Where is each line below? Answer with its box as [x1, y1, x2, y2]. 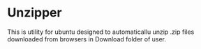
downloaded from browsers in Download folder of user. [7, 35, 166, 43]
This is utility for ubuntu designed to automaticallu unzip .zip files [7, 28, 195, 36]
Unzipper [7, 5, 62, 21]
